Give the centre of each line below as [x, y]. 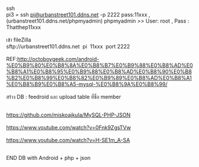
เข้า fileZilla [19, 40]
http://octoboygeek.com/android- [58, 59]
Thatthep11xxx [24, 27]
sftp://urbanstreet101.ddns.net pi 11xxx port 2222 [68, 46]
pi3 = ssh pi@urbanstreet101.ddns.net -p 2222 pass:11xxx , [78, 15]
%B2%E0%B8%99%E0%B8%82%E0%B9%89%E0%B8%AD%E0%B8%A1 [99, 78]
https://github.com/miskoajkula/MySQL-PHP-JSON [68, 115]
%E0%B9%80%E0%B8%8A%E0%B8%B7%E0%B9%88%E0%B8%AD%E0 [99, 65]
